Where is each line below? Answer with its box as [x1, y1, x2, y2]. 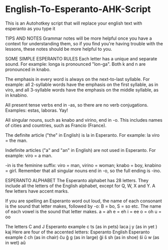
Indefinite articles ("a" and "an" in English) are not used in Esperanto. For [5, 147, 156, 153]
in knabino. [5, 92, 29, 98]
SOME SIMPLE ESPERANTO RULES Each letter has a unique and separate [5, 55, 157, 61]
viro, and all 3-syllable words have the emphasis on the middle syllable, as [5, 87, 159, 93]
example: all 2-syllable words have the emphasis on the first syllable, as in [5, 81, 158, 88]
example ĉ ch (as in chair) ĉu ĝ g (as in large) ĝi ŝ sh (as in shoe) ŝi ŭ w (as [5, 234, 159, 240]
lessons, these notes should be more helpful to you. [5, 46, 112, 52]
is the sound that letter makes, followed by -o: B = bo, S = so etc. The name [5, 203, 161, 209]
